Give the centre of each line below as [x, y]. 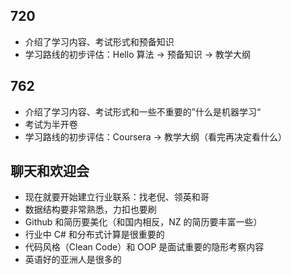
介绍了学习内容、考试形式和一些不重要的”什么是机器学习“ [143, 111]
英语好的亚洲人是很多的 [73, 260]
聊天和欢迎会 [50, 171]
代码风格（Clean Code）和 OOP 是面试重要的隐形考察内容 [144, 247]
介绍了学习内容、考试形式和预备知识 [99, 41]
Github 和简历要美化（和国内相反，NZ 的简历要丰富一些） [143, 222]
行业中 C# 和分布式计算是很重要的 [94, 235]
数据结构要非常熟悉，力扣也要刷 [90, 210]
